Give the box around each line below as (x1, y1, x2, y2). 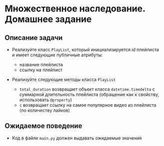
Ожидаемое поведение (4, 122, 83, 130)
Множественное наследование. (4, 3, 146, 14)
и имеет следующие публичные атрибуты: (11, 52, 103, 58)
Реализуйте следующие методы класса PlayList (11, 77, 116, 82)
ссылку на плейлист (19, 67, 63, 73)
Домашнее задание (4, 13, 92, 25)
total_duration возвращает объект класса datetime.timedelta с (19, 86, 155, 92)
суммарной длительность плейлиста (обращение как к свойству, (19, 92, 160, 97)
